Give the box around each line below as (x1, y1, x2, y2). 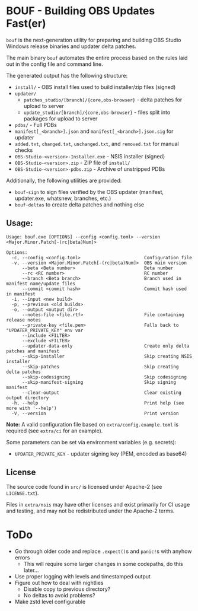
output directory (6, 394, 49, 401)
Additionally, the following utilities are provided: (6, 177, 122, 184)
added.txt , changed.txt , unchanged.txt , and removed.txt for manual (14, 140, 179, 147)
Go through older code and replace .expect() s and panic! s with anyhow (14, 548, 192, 555)
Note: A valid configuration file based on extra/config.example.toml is (6, 421, 179, 428)
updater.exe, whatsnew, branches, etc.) (14, 195, 111, 202)
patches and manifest (6, 348, 60, 354)
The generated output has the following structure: (6, 72, 128, 79)
